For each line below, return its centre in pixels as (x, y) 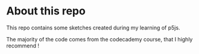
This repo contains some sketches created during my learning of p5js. (93, 28)
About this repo (46, 11)
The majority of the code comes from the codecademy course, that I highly (99, 39)
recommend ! (23, 46)
